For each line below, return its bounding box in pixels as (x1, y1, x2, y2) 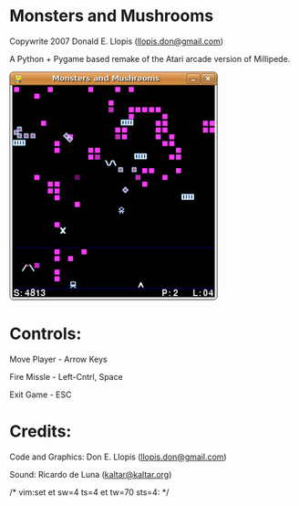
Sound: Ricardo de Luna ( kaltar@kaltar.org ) (9, 469, 172, 480)
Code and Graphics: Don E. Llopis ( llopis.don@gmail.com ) (9, 451, 227, 462)
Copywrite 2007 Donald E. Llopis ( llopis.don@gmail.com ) (9, 36, 224, 47)
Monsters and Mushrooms (9, 5, 214, 26)
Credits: (9, 421, 72, 442)
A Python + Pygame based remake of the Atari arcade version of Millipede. (9, 53, 291, 64)
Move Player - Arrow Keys (9, 353, 108, 364)
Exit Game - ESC (9, 389, 72, 400)
